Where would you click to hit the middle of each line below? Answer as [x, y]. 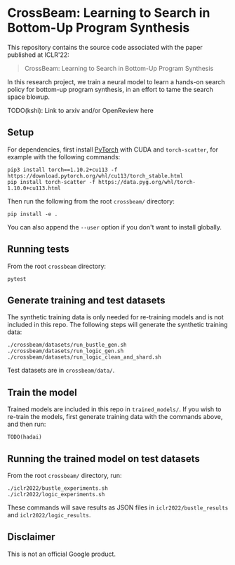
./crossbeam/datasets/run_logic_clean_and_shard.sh [84, 357]
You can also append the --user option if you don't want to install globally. [115, 227]
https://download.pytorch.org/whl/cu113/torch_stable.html [95, 176]
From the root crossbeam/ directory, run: [65, 476]
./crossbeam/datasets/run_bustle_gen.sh [67, 345]
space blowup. [29, 97]
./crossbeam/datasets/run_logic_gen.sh [66, 351]
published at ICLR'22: [39, 55]
